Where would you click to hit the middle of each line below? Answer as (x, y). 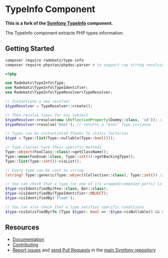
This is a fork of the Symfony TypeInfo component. (59, 23)
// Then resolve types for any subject (47, 115)
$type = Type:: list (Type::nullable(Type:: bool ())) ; (60, 138)
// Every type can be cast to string (44, 170)
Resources (22, 228)
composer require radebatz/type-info (44, 60)
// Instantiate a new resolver (38, 101)
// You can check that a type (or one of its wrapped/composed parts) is (84, 184)
